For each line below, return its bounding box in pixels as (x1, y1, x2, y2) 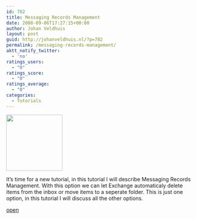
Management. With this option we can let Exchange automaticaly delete (6, 182, 183, 189)
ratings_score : (6, 70, 44, 76)
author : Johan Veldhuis (6, 25, 66, 32)
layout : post (6, 31, 39, 37)
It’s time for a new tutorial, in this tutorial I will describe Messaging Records (6, 175, 191, 182)
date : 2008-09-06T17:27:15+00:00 (6, 20, 90, 26)
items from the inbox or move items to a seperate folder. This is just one (6, 188, 183, 195)
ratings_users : (6, 59, 44, 65)
